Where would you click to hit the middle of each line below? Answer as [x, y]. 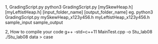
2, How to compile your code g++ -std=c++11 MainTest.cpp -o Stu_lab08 [79, 32]
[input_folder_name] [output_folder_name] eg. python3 [98, 12]
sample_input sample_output [34, 22]
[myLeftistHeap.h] [23, 12]
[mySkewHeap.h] [116, 7]
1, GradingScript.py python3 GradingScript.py [51, 7]
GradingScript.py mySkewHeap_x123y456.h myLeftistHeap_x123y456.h [78, 17]
